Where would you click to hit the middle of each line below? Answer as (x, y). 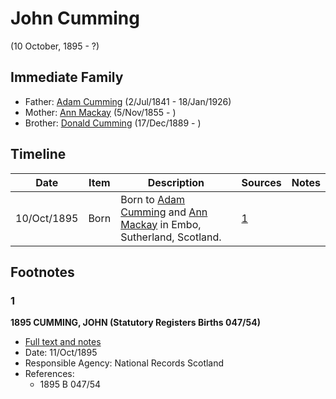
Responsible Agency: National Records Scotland (124, 363)
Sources (261, 182)
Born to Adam (153, 199)
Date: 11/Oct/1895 (61, 353)
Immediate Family (67, 77)
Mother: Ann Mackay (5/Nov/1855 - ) (100, 112)
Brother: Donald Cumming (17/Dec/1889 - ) (113, 123)
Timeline (38, 154)
